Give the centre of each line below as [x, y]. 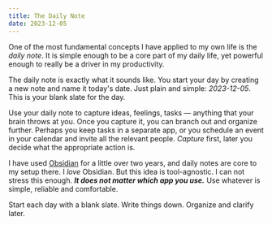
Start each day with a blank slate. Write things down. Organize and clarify [131, 205]
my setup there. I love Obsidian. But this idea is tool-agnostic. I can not [127, 171]
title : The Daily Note [47, 16]
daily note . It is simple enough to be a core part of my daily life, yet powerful [136, 55]
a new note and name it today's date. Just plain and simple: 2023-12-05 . [130, 88]
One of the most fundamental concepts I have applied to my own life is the [133, 46]
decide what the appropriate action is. [72, 147]
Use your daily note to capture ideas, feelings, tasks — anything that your [131, 112]
